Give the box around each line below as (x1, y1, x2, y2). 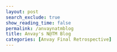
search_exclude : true (5, 14, 61, 20)
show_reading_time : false (5, 20, 71, 26)
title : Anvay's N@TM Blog (5, 31, 71, 37)
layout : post (5, 8, 39, 15)
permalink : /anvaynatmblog (5, 25, 74, 32)
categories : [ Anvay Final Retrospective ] (5, 36, 112, 42)
